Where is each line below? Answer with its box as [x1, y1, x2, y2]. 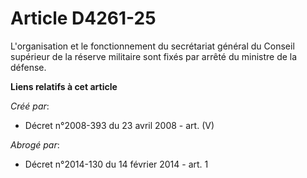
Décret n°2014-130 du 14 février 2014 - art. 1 [24, 158, 209, 170]
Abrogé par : [10, 138, 60, 151]
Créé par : [10, 100, 50, 112]
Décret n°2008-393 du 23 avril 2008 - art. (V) [24, 119, 215, 131]
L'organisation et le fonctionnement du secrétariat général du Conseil [10, 40, 295, 52]
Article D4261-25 [10, 7, 157, 30]
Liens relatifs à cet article [10, 80, 118, 92]
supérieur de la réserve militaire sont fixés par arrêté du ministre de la [10, 50, 298, 62]
